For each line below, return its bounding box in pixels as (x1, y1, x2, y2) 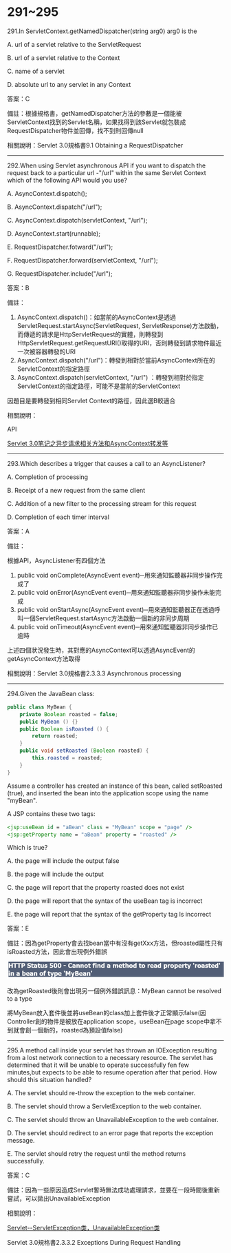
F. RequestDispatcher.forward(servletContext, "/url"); (7, 256, 158, 264)
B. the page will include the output (7, 870, 104, 879)
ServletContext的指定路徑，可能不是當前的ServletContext (16, 382, 181, 390)
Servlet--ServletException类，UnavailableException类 (7, 1224, 160, 1232)
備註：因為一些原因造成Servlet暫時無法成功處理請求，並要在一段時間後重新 (7, 1186, 220, 1194)
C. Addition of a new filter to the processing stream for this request (7, 499, 197, 507)
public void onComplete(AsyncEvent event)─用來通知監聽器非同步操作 (16, 571, 217, 579)
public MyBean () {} (19, 718, 78, 725)
